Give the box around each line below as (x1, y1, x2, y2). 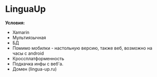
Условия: (5, 20, 25, 26)
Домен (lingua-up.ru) (12, 66, 57, 72)
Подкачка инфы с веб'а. (12, 61, 64, 67)
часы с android (12, 50, 44, 56)
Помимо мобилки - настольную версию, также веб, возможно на (12, 45, 153, 51)
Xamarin (12, 29, 30, 35)
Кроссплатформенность (12, 55, 65, 61)
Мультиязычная (12, 35, 46, 40)
